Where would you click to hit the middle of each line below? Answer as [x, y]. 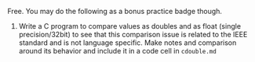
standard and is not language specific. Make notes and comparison [127, 43]
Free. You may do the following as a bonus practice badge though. [115, 11]
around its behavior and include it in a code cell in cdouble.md [117, 51]
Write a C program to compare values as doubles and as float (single [129, 26]
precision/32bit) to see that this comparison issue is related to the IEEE [133, 34]
